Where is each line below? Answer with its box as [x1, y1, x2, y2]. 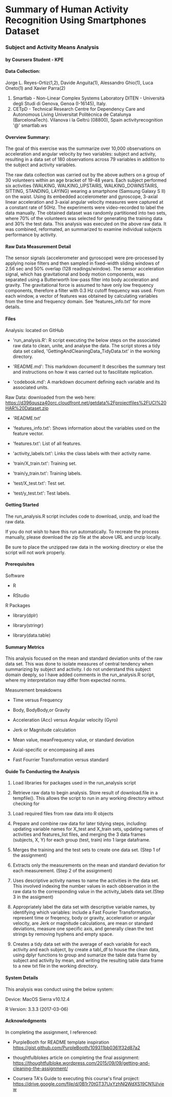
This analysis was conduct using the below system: [5, 986, 114, 992]
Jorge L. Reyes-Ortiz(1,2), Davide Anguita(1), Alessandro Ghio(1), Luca [5, 80, 154, 86]
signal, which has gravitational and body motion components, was [5, 271, 145, 278]
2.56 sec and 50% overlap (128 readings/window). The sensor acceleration [5, 266, 164, 272]
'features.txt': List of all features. [12, 440, 82, 446]
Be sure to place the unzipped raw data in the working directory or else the [5, 544, 164, 550]
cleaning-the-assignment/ [12, 1065, 68, 1071]
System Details [5, 974, 38, 981]
